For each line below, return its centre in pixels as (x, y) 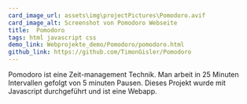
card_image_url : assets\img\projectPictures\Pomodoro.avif (107, 15)
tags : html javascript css (52, 37)
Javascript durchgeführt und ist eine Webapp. (83, 91)
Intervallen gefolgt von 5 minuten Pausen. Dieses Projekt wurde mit (117, 83)
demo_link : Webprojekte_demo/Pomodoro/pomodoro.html (96, 45)
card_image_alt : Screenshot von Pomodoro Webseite (93, 23)
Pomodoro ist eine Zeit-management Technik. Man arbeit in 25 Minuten (124, 74)
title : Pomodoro (37, 30)
